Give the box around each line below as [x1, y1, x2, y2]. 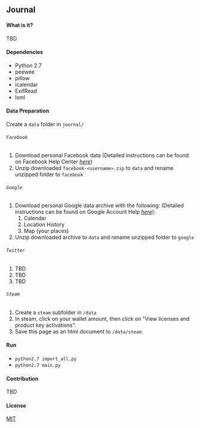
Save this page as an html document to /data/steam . [14, 327, 143, 335]
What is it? [6, 21, 33, 29]
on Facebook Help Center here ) [14, 158, 93, 165]
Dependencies [6, 48, 44, 56]
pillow [14, 74, 30, 81]
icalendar [14, 81, 38, 88]
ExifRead [14, 87, 37, 95]
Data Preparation [6, 107, 50, 114]
